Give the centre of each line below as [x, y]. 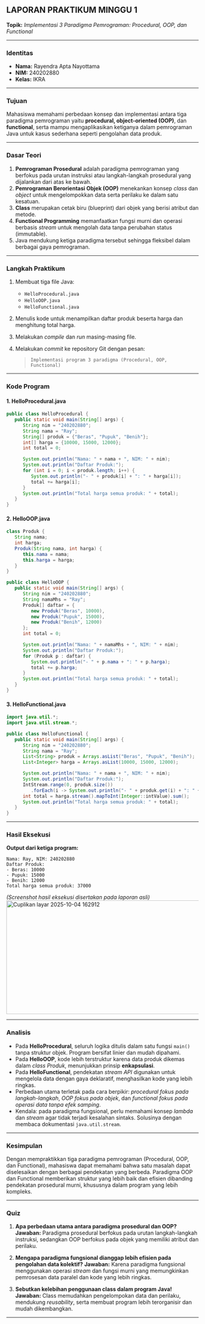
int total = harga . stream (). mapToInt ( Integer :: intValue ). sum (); [106, 796]
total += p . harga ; [54, 668]
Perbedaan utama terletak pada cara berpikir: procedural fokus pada [102, 1091]
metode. [26, 214]
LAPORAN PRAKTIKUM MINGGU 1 [72, 10]
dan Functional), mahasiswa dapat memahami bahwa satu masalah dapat [99, 1165]
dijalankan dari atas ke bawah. [53, 182]
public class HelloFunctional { [47, 734]
